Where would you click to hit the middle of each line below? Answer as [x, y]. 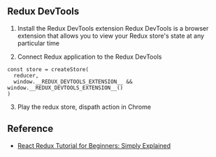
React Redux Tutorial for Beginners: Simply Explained [94, 145]
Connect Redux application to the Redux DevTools [89, 57]
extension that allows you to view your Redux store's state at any [111, 36]
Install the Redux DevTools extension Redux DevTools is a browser [113, 28]
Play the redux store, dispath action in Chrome [84, 107]
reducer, [26, 75]
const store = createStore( [48, 69]
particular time [38, 43]
